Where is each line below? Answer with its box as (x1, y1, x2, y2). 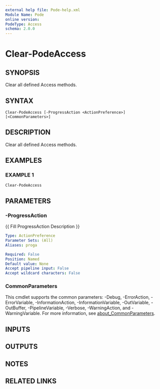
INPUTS (5, 325, 30, 334)
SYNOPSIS (5, 68, 40, 77)
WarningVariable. (5, 310, 42, 316)
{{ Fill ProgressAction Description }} (5, 224, 80, 230)
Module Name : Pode (5, 12, 44, 17)
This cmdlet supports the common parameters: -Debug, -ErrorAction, (5, 294, 150, 300)
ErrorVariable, (5, 300, 34, 306)
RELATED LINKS (5, 376, 57, 385)
